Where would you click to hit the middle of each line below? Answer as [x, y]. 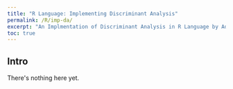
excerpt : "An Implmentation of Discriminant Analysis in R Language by [113, 26]
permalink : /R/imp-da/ [40, 20]
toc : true [21, 33]
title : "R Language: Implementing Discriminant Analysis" [93, 14]
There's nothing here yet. [43, 78]
